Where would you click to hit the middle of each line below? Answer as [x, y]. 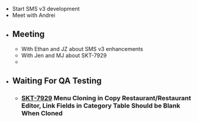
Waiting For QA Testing [57, 81]
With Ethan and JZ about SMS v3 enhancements [82, 49]
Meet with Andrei [34, 15]
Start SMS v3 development [46, 9]
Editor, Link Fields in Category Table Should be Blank [101, 106]
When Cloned [42, 114]
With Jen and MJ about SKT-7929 [64, 55]
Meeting [28, 34]
